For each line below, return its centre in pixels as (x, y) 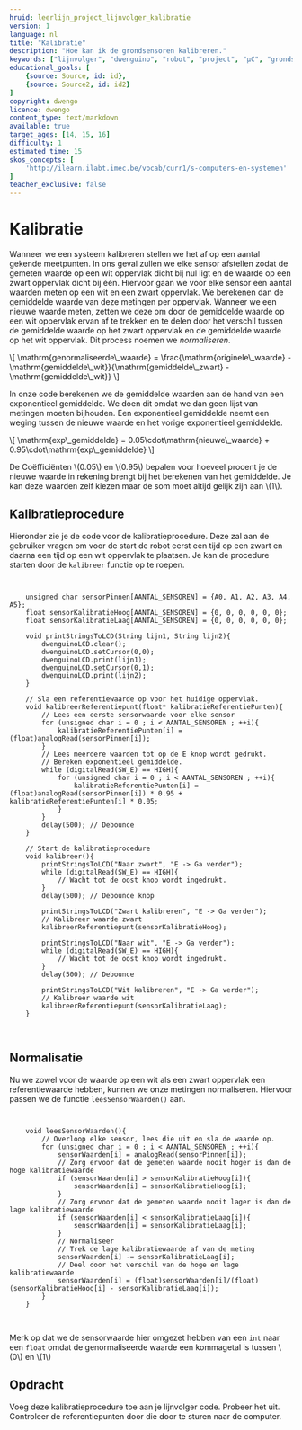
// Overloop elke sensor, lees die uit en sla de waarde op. (159, 1139)
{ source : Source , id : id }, (76, 76)
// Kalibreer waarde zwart (92, 919)
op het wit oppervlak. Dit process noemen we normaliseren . (120, 340)
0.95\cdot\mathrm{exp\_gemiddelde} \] (82, 449)
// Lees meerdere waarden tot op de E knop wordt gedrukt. (155, 754)
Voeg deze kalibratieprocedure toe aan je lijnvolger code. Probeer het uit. (145, 1407)
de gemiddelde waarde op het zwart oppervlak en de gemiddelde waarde (146, 331)
